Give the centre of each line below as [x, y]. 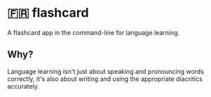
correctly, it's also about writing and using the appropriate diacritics [105, 79]
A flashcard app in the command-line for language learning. [94, 32]
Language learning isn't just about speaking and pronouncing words [106, 71]
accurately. [23, 86]
